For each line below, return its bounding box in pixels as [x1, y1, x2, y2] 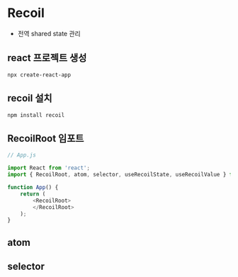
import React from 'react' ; [7, 164, 91, 171]
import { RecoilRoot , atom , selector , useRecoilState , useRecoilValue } [7, 171, 227, 179]
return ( [20, 190, 46, 198]
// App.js [7, 152, 37, 159]
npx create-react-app [7, 71, 72, 79]
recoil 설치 [7, 92, 52, 104]
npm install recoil [7, 111, 65, 118]
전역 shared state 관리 [17, 29, 81, 38]
